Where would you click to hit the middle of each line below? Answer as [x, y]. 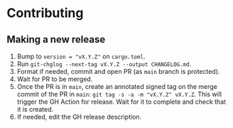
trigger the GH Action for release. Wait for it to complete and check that [121, 102]
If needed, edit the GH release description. [79, 117]
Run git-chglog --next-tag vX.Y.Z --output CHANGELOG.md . [104, 64]
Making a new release [56, 39]
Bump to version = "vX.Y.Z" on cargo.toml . [81, 56]
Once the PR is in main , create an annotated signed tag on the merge [117, 86]
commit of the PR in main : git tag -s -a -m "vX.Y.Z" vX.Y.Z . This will [119, 94]
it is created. [35, 109]
